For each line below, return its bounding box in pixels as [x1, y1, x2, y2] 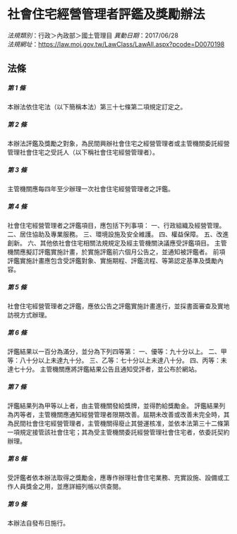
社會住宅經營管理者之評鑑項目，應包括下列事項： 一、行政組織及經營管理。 [7, 222, 226, 230]
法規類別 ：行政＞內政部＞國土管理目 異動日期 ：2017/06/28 [7, 31, 178, 40]
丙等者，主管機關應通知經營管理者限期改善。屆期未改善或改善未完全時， [13, 411, 224, 419]
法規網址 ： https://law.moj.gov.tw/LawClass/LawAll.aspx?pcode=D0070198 [7, 40, 225, 48]
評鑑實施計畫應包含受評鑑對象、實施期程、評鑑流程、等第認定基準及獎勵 [7, 257, 217, 265]
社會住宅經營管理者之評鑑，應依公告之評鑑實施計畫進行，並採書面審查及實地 [7, 302, 230, 310]
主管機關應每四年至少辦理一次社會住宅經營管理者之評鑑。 [7, 185, 174, 193]
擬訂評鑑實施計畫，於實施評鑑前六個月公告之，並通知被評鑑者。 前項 [25, 248, 226, 256]
